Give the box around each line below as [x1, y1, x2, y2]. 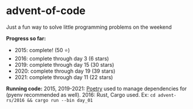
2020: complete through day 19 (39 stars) [14, 67, 116, 74]
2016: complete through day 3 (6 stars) [14, 54, 110, 62]
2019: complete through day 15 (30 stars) [14, 61, 114, 68]
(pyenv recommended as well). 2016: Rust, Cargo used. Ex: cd [6, 91, 155, 98]
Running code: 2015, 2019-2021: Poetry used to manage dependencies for [6, 85, 187, 92]
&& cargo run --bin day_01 [27, 97, 93, 103]
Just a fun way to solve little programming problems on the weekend [6, 23, 172, 30]
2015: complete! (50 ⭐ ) [14, 46, 70, 53]
